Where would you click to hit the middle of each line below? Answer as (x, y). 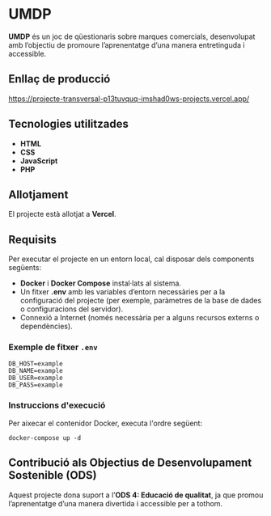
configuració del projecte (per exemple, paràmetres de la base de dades (141, 301)
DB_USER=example (36, 378)
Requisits (32, 239)
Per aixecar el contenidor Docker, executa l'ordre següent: (106, 423)
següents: (25, 268)
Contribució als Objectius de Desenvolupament (130, 463)
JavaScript (39, 161)
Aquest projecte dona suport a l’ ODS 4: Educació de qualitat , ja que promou (136, 495)
